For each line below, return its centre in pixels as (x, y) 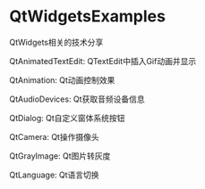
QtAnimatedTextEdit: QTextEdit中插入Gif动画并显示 (103, 61)
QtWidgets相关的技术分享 (56, 42)
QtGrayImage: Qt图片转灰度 (60, 156)
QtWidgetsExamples (87, 16)
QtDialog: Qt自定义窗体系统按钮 (67, 118)
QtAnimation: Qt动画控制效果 (62, 80)
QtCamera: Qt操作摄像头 (55, 136)
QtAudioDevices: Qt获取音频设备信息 (77, 99)
